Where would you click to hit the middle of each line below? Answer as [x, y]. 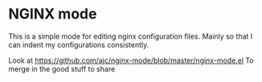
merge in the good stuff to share [62, 68]
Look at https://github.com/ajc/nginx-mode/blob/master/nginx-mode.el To [131, 60]
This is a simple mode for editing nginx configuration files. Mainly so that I [131, 36]
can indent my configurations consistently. [79, 44]
